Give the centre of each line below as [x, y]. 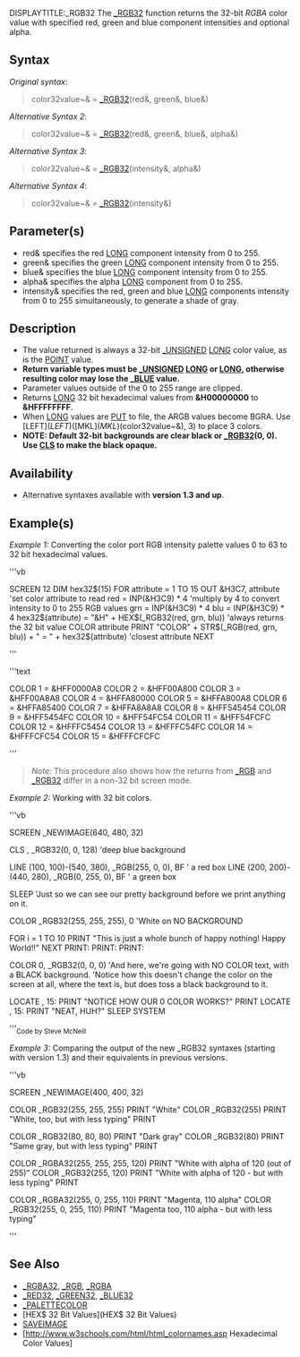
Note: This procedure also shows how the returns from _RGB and [151, 771]
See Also [34, 1264]
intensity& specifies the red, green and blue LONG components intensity [155, 291]
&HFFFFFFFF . [47, 408]
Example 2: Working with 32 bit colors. [81, 798]
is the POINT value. [58, 360]
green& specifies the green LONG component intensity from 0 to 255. [150, 262]
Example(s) [42, 523]
